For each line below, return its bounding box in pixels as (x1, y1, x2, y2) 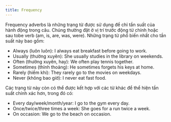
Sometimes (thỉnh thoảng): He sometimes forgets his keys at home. (12, 64, 155, 70)
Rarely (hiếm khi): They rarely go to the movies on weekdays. (12, 69, 142, 76)
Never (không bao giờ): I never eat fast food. (12, 75, 107, 81)
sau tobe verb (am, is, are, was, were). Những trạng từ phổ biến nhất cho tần (5, 32, 166, 38)
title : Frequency (5, 7, 42, 13)
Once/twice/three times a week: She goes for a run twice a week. (12, 105, 151, 111)
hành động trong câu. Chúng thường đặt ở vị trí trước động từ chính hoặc (5, 27, 159, 33)
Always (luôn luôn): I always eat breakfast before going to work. (12, 47, 147, 54)
